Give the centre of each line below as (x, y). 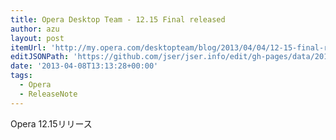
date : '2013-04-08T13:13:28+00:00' (84, 66)
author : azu (35, 29)
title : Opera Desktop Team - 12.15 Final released (118, 19)
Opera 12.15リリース (51, 123)
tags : (21, 76)
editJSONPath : (40, 57)
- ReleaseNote (48, 94)
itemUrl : (28, 47)
